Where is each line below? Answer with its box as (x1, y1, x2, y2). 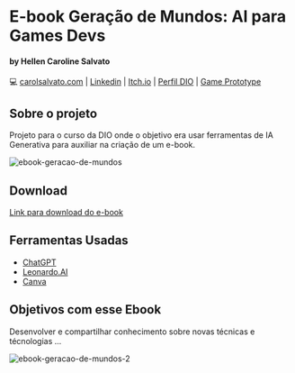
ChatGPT (22, 257, 57, 268)
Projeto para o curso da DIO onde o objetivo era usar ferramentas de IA (9, 130, 274, 141)
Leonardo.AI (22, 266, 68, 277)
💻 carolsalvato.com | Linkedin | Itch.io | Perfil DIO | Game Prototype (9, 77, 262, 87)
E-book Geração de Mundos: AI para (9, 6, 286, 27)
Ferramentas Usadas (9, 232, 129, 249)
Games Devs (9, 25, 106, 46)
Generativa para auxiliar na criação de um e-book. (9, 140, 196, 150)
